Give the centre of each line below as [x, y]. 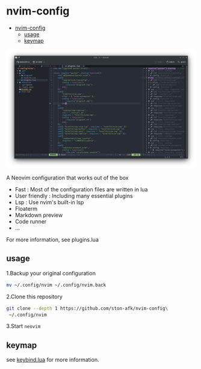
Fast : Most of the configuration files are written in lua [81, 189]
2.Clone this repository [35, 297]
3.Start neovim [23, 326]
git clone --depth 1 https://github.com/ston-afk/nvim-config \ [87, 308]
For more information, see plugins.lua [53, 239]
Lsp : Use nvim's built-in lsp [49, 202]
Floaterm [26, 208]
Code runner [31, 221]
